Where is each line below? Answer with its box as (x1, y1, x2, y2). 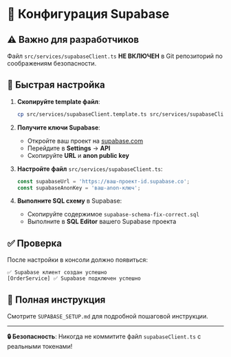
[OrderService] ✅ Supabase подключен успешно (7, 275, 141, 282)
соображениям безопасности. (7, 59, 97, 68)
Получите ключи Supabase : (16, 123, 101, 132)
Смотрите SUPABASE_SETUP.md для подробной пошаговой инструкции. (7, 312, 208, 320)
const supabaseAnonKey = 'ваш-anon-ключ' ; (16, 184, 141, 192)
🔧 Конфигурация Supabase (7, 6, 170, 22)
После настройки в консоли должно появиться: (7, 256, 148, 264)
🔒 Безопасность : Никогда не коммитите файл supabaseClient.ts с (7, 332, 201, 340)
